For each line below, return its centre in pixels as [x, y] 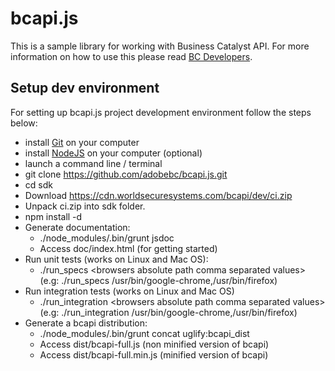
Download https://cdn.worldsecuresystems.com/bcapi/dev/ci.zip [158, 195]
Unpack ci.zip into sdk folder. [85, 206]
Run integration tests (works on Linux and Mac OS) [129, 291]
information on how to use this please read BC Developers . [131, 56]
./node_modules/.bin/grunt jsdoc [107, 238]
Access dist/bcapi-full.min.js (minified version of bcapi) [154, 354]
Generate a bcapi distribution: [86, 323]
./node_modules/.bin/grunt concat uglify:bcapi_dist [144, 333]
